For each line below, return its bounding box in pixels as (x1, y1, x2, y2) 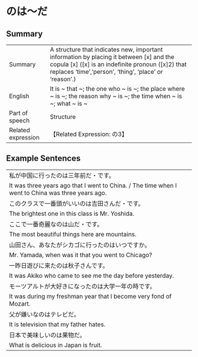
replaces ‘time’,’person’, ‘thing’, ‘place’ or (49, 68, 163, 76)
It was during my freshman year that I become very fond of (9, 292, 172, 300)
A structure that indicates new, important (49, 46, 163, 53)
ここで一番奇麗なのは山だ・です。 (9, 220, 103, 228)
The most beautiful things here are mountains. (9, 230, 137, 238)
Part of (9, 109, 28, 117)
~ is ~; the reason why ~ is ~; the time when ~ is (49, 92, 183, 100)
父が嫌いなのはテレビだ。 (9, 310, 80, 319)
